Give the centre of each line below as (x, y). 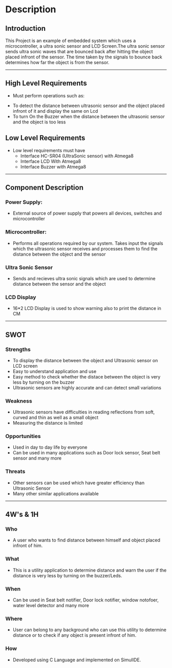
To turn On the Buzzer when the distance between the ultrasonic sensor (89, 116)
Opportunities (23, 436)
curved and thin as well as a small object (56, 418)
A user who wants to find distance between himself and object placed (86, 540)
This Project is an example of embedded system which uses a (71, 40)
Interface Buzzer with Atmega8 (53, 166)
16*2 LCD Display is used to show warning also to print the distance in (87, 308)
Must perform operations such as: (49, 95)
